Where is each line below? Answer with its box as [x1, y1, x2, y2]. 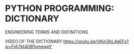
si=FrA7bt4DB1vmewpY [5, 43, 52, 49]
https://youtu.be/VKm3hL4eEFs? [63, 38, 129, 44]
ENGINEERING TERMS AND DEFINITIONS [5, 29, 89, 35]
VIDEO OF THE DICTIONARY [5, 38, 62, 44]
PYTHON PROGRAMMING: [5, 3, 115, 14]
